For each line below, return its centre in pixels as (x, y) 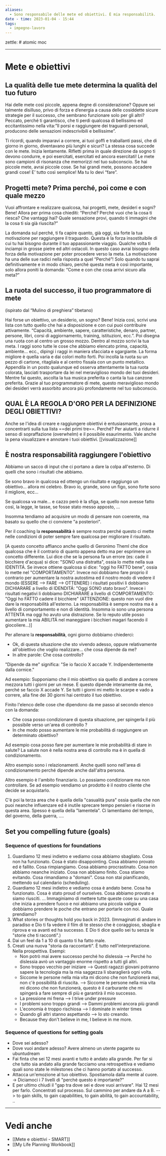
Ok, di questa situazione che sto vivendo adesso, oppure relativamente (84, 644)
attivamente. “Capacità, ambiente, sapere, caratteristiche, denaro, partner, (81, 330)
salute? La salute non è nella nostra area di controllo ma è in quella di (75, 750)
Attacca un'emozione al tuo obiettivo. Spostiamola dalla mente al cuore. (85, 1075)
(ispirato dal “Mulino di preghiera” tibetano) (49, 310)
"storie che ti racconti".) (37, 935)
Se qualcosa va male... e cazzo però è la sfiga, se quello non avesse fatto (80, 502)
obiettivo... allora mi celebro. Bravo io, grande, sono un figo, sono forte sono (83, 487)
